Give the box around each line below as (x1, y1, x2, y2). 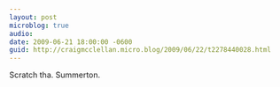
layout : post (9, 12, 58, 22)
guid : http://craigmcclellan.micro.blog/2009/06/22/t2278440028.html (9, 46, 272, 54)
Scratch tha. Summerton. (9, 69, 101, 80)
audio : (9, 29, 34, 38)
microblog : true (9, 21, 69, 30)
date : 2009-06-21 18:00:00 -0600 (9, 37, 133, 47)
